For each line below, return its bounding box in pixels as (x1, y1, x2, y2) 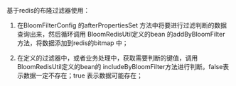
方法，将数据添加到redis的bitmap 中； (16, 39, 129, 47)
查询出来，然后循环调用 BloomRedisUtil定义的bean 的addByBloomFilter (16, 30, 225, 38)
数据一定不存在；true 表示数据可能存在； (23, 71, 144, 80)
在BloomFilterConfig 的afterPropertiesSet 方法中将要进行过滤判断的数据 (16, 21, 227, 30)
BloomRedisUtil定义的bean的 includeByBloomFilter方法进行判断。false (16, 63, 223, 70)
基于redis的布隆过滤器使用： (6, 6, 90, 14)
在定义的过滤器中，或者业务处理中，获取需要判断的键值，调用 (16, 54, 198, 62)
